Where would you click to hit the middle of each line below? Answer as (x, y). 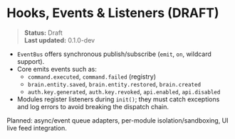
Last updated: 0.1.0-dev (59, 40)
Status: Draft (43, 33)
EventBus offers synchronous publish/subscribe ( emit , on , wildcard (114, 54)
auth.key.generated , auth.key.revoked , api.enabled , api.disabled (124, 91)
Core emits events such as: (57, 69)
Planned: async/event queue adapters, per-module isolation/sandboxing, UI (117, 120)
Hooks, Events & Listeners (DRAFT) (113, 13)
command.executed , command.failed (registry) (92, 77)
